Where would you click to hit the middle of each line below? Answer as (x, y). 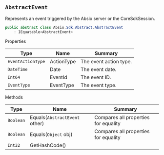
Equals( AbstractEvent (55, 117)
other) (37, 123)
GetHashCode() (48, 145)
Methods (14, 97)
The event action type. (106, 61)
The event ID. (96, 77)
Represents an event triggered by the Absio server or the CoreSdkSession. (80, 18)
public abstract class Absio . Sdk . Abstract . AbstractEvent (64, 27)
